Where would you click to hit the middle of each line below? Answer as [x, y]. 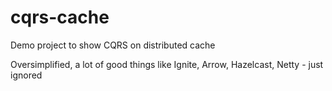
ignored [26, 75]
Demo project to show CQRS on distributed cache [113, 45]
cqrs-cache [60, 17]
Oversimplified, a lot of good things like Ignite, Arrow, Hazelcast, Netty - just [167, 64]
